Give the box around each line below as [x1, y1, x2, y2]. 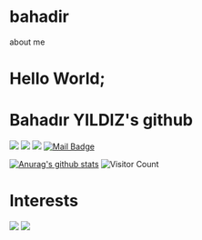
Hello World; [9, 68, 106, 89]
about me [9, 36, 45, 47]
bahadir [9, 6, 70, 27]
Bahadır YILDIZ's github [9, 110, 194, 131]
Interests [9, 191, 79, 211]
